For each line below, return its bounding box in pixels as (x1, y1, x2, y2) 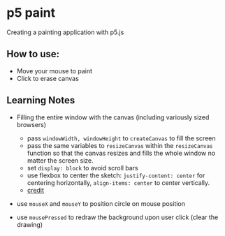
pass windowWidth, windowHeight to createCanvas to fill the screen (27, 134, 216, 142)
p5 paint (6, 5, 56, 21)
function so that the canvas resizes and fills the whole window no (27, 149, 216, 157)
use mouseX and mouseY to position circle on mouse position (16, 199, 186, 207)
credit (27, 186, 45, 194)
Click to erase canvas (16, 74, 80, 82)
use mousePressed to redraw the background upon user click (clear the (16, 213, 219, 221)
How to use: (6, 48, 60, 60)
